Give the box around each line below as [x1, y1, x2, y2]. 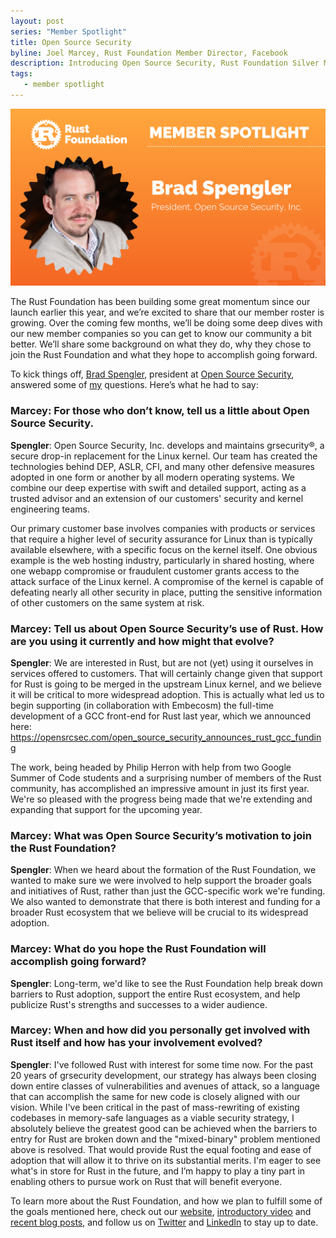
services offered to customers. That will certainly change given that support [10, 667, 323, 679]
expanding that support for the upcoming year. [10, 803, 203, 815]
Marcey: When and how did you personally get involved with [10, 1023, 311, 1037]
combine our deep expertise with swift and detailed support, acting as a [10, 481, 307, 494]
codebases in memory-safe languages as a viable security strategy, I [10, 1111, 295, 1124]
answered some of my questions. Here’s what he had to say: [10, 379, 259, 391]
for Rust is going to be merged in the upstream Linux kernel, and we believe [10, 678, 322, 690]
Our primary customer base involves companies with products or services [10, 522, 316, 534]
